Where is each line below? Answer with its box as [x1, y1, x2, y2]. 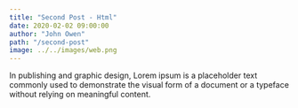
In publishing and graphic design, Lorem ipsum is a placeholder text [9, 70, 258, 81]
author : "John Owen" [9, 29, 86, 38]
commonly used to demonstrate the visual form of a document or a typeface [9, 80, 289, 90]
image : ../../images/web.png [9, 46, 117, 55]
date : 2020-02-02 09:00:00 [9, 21, 109, 30]
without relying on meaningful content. [9, 89, 151, 100]
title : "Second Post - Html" [9, 12, 117, 22]
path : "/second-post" [9, 37, 90, 47]
